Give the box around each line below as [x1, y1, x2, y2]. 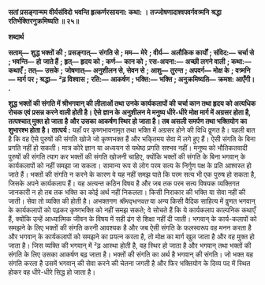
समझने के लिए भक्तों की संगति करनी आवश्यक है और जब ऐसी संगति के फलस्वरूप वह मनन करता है [8, 223, 252, 232]
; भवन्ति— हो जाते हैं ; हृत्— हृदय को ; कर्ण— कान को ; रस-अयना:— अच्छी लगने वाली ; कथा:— [8, 57, 252, 66]
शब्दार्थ [8, 32, 24, 41]
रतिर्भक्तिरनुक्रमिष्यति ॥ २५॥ [8, 17, 80, 25]
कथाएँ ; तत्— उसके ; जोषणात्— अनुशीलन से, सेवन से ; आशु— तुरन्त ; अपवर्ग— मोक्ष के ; [8, 66, 234, 75]
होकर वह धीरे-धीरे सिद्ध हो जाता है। [8, 268, 96, 276]
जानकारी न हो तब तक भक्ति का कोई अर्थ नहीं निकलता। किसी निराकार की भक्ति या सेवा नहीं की [8, 188, 246, 197]
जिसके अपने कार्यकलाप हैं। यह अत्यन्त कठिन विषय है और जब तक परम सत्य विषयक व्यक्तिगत [8, 178, 240, 188]
